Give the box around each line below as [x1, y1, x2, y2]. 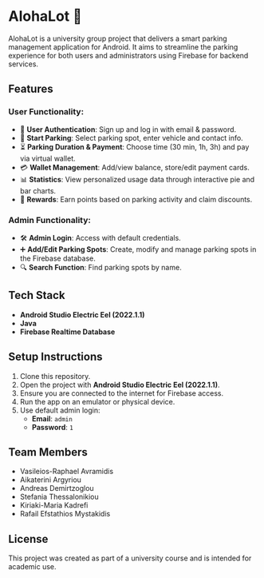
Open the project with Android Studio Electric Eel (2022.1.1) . [19, 380, 220, 389]
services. [8, 59, 38, 69]
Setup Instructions [8, 350, 103, 364]
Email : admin [31, 413, 73, 423]
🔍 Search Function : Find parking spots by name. [19, 262, 182, 272]
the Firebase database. [19, 253, 96, 263]
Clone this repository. [19, 371, 91, 381]
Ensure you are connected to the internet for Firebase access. [19, 388, 224, 398]
